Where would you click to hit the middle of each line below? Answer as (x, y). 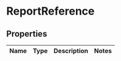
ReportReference (50, 11)
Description (71, 51)
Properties (27, 34)
